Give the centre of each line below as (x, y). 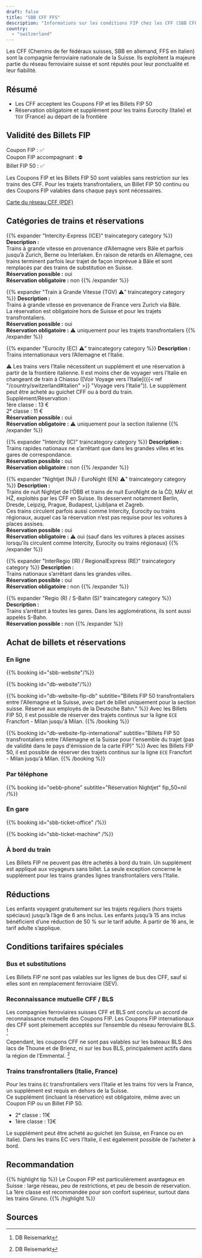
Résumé (22, 89)
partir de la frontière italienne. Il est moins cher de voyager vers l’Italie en (97, 373)
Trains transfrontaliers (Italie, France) (62, 1071)
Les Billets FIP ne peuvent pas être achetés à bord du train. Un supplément (99, 863)
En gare (17, 809)
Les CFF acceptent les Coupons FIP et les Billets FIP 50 (83, 103)
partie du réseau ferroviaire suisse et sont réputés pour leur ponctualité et (98, 64)
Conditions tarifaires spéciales (65, 947)
